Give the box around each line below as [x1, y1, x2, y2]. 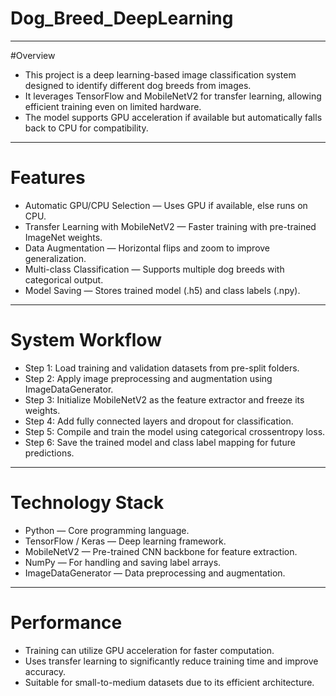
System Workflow [10, 329, 162, 352]
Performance [10, 611, 123, 634]
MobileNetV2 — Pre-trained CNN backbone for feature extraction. [24, 545, 298, 557]
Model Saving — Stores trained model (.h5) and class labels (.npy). [24, 284, 301, 296]
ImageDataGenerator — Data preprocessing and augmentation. [24, 567, 286, 579]
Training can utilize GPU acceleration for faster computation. [24, 644, 275, 656]
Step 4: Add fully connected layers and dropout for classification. [24, 415, 294, 427]
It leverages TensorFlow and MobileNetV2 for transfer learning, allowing [24, 90, 322, 102]
